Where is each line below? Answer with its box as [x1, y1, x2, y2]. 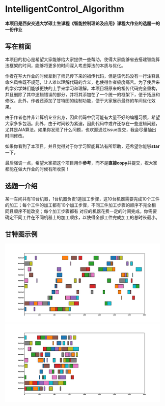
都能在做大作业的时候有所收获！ [5, 166, 70, 172]
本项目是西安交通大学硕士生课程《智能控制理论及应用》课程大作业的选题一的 [5, 20, 160, 26]
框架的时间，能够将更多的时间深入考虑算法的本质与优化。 [9, 63, 126, 68]
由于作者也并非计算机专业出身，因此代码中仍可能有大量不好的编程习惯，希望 [5, 114, 160, 120]
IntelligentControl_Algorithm [5, 3, 124, 15]
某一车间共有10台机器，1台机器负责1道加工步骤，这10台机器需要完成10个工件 [5, 196, 160, 202]
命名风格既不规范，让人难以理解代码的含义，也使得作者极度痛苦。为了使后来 [5, 79, 160, 85]
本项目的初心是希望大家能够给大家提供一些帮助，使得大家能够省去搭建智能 [5, 56, 156, 62]
